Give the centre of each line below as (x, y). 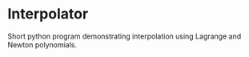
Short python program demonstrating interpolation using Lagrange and (124, 36)
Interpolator (48, 14)
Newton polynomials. (42, 44)
